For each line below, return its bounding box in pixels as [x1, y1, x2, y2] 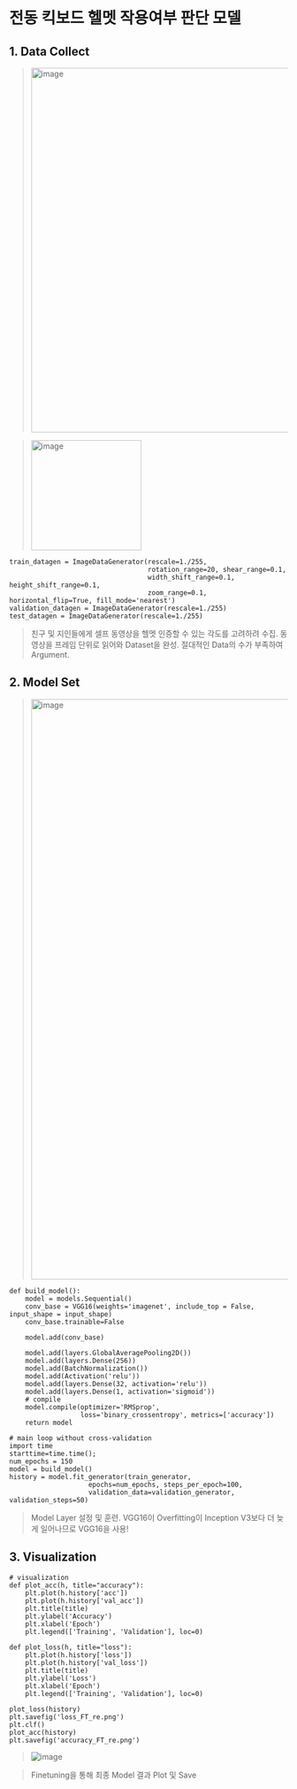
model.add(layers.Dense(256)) [25, 1356, 137, 1365]
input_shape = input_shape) [9, 1309, 113, 1319]
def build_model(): [9, 1286, 81, 1295]
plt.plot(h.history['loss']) [25, 1650, 133, 1660]
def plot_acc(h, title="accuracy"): [9, 1581, 144, 1590]
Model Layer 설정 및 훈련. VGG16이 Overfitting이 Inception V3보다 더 [30, 1512, 275, 1523]
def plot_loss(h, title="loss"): [9, 1643, 133, 1652]
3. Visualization [9, 1550, 97, 1565]
